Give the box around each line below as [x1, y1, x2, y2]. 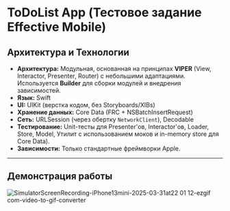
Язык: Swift [16, 94, 51, 102]
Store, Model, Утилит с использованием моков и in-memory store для [16, 130, 219, 138]
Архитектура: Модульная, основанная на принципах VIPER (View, [16, 65, 212, 72]
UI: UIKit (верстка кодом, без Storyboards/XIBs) [16, 101, 155, 109]
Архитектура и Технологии [7, 46, 129, 58]
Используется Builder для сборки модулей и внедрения [16, 79, 181, 87]
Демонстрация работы [7, 171, 113, 182]
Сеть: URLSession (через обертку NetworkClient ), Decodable [16, 115, 194, 124]
